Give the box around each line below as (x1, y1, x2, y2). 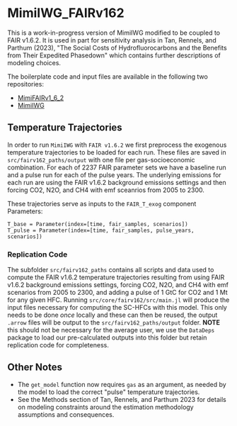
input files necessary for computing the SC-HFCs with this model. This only (7, 303, 228, 312)
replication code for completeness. (7, 341, 110, 349)
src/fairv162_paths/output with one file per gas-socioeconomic (7, 155, 196, 164)
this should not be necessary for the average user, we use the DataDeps (7, 326, 215, 335)
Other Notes (7, 361, 62, 374)
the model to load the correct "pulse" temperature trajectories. (17, 388, 200, 396)
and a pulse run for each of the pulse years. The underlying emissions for (7, 170, 221, 179)
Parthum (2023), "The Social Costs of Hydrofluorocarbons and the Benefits (7, 43, 228, 52)
